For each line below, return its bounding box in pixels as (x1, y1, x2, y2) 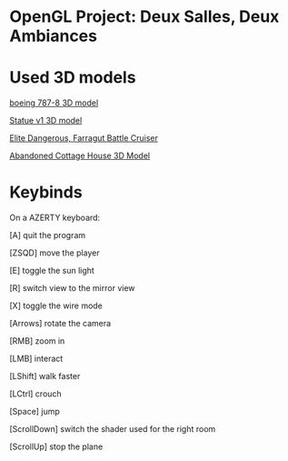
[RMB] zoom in (9, 336, 65, 346)
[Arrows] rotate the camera (9, 318, 112, 329)
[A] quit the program (9, 230, 86, 241)
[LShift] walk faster (9, 371, 81, 382)
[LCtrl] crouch (9, 388, 62, 399)
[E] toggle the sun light (9, 266, 95, 276)
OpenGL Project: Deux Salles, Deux (9, 6, 280, 27)
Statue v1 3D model (9, 115, 83, 126)
